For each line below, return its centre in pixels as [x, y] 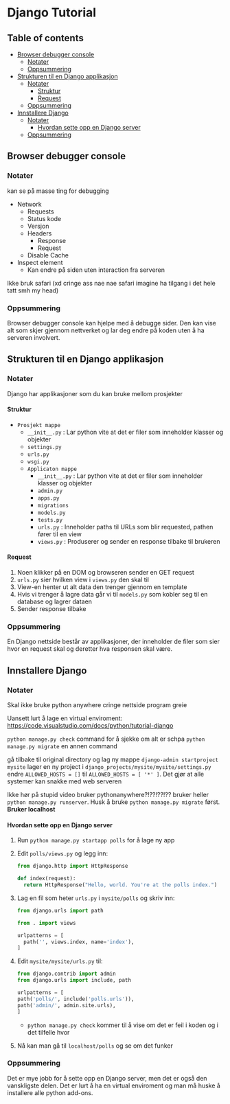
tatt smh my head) [33, 290]
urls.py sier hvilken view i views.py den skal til [83, 580]
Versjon [38, 226]
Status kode [44, 218]
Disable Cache [48, 255]
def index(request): [46, 879]
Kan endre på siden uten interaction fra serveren [96, 270]
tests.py [50, 520]
